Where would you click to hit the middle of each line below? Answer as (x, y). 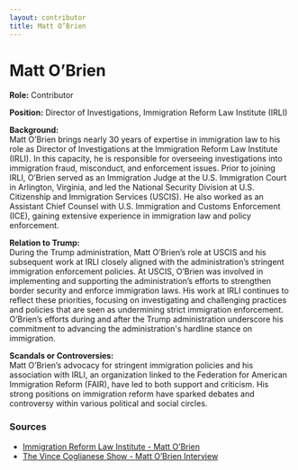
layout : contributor (48, 18)
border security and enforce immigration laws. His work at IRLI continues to (149, 291)
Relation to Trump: (45, 243)
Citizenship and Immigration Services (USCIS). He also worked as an (136, 197)
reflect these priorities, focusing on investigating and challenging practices (148, 300)
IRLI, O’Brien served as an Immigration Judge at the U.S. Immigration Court (148, 178)
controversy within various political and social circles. (108, 403)
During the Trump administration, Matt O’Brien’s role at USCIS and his (138, 253)
